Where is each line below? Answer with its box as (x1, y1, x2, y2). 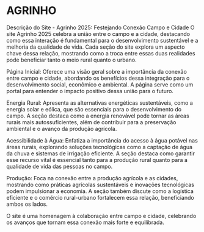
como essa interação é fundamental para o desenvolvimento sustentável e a (6, 37, 199, 44)
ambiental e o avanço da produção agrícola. (6, 125, 117, 132)
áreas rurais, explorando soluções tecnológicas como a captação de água (6, 143, 193, 150)
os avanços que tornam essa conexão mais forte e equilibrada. (6, 219, 165, 226)
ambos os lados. (6, 200, 48, 208)
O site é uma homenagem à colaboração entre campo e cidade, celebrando (6, 212, 197, 219)
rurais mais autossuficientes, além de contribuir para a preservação (6, 118, 177, 125)
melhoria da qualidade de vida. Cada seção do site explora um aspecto (6, 43, 185, 51)
